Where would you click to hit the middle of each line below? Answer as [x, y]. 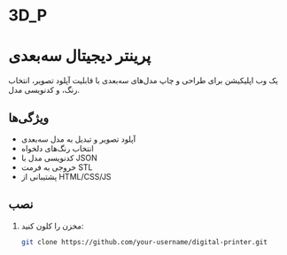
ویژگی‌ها [29, 117]
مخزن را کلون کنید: [53, 226]
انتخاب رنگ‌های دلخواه [57, 148]
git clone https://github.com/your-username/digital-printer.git [144, 242]
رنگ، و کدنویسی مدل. [44, 90]
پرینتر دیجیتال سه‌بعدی [80, 56]
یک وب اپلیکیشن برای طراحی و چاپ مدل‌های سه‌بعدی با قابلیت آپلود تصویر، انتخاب [143, 81]
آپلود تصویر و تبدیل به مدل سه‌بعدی [78, 139]
